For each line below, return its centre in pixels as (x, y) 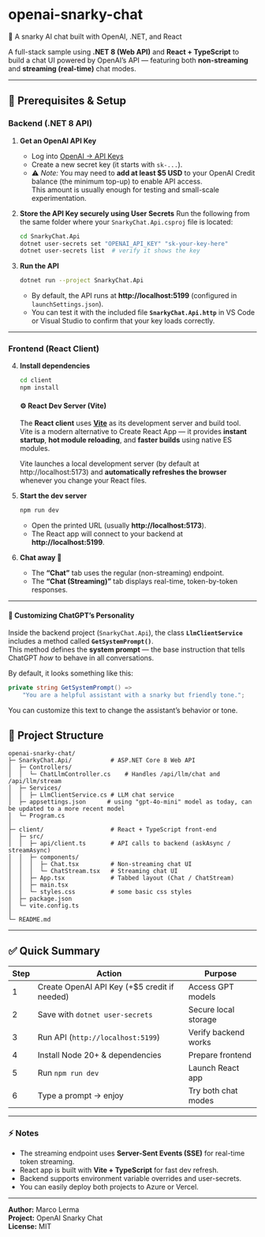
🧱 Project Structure (56, 735)
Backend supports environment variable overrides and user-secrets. (131, 1178)
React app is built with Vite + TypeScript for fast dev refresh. (119, 1170)
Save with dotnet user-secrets (95, 1014)
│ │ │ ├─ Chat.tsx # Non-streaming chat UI (100, 864)
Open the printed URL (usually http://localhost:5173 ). (119, 526)
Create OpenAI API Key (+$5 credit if (106, 986)
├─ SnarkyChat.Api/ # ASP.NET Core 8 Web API (102, 761)
